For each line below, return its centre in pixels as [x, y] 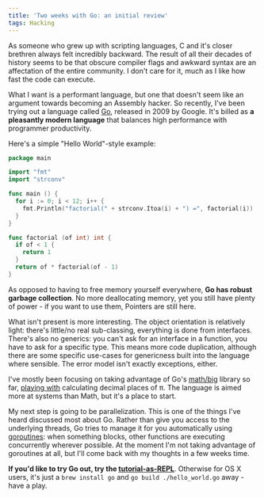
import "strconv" [37, 180]
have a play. [28, 485]
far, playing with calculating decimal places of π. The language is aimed [125, 387]
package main [30, 158]
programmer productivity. [50, 128]
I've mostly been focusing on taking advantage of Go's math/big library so [130, 379]
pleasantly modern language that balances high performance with [118, 120]
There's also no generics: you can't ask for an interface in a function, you [128, 338]
